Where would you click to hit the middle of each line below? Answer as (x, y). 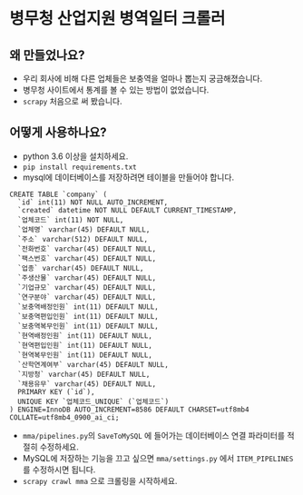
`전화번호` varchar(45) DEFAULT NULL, (87, 249)
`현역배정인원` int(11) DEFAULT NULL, (85, 336)
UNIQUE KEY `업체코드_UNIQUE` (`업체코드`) (93, 401)
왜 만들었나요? (47, 55)
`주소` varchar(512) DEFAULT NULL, (83, 239)
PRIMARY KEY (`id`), (56, 391)
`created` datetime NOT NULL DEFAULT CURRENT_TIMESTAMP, (127, 210)
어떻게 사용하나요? (58, 133)
